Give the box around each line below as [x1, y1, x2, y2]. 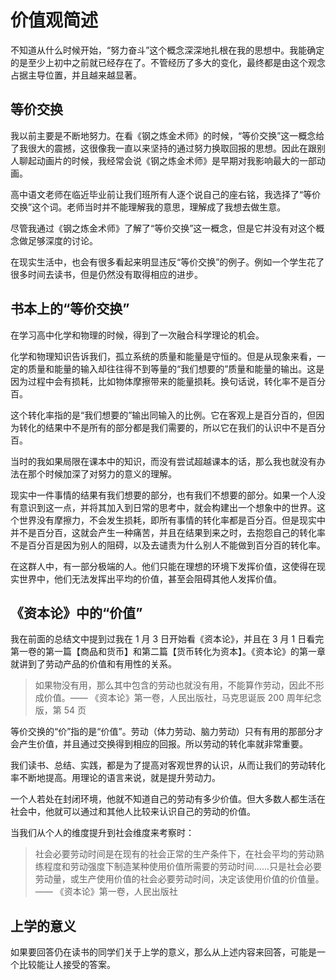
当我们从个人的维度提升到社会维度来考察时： [10, 827, 195, 839]
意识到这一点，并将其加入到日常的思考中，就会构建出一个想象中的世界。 [18, 501, 317, 513]
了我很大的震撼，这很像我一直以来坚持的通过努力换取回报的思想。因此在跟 [10, 142, 317, 154]
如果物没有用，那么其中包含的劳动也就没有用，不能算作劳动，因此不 [34, 679, 316, 691]
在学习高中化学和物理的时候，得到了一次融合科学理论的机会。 [10, 329, 265, 341]
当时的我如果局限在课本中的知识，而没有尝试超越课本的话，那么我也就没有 [10, 455, 317, 467]
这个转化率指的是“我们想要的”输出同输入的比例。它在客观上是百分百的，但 [10, 409, 317, 421]
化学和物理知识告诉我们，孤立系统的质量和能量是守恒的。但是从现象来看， [10, 350, 317, 362]
